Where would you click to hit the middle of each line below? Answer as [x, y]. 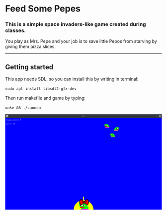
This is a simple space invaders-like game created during [76, 24]
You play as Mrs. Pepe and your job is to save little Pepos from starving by [81, 41]
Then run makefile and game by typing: [45, 98]
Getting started [29, 67]
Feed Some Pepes [43, 9]
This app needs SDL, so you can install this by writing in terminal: [72, 79]
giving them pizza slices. [31, 47]
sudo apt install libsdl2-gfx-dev [41, 89]
